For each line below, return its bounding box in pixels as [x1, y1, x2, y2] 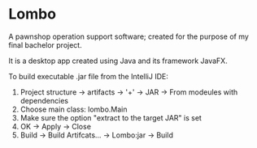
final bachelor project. [8, 40, 83, 49]
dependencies [20, 95, 69, 105]
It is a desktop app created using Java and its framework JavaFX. [8, 56, 228, 66]
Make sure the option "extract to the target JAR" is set [20, 112, 202, 122]
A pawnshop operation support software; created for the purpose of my [8, 32, 250, 41]
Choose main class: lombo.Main [20, 104, 128, 114]
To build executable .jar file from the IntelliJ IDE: [8, 71, 168, 81]
